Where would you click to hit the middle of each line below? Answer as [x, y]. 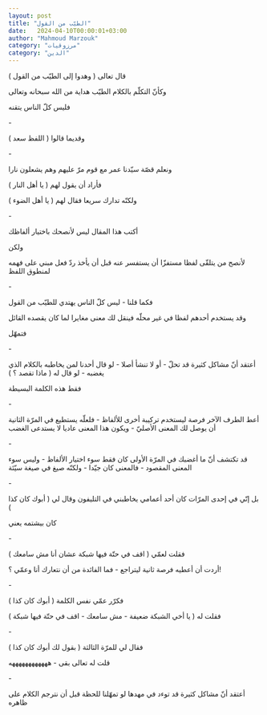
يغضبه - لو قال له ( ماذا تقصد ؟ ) [56, 373]
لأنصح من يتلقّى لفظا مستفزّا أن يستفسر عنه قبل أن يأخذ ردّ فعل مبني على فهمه [127, 262]
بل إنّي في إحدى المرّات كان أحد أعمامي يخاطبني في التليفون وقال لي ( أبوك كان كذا [133, 499]
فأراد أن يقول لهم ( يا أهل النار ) [55, 185]
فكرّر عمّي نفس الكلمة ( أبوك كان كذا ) [66, 600]
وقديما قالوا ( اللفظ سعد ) [47, 138]
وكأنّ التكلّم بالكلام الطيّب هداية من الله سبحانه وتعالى [87, 91]
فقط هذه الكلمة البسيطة [45, 388]
